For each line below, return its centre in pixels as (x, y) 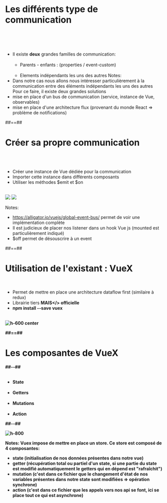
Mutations (23, 403)
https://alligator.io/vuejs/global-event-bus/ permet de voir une (76, 217)
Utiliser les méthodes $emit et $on (48, 182)
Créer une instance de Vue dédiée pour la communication (72, 171)
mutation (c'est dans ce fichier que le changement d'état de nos (80, 474)
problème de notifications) (40, 112)
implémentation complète (38, 222)
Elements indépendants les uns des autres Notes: (71, 75)
